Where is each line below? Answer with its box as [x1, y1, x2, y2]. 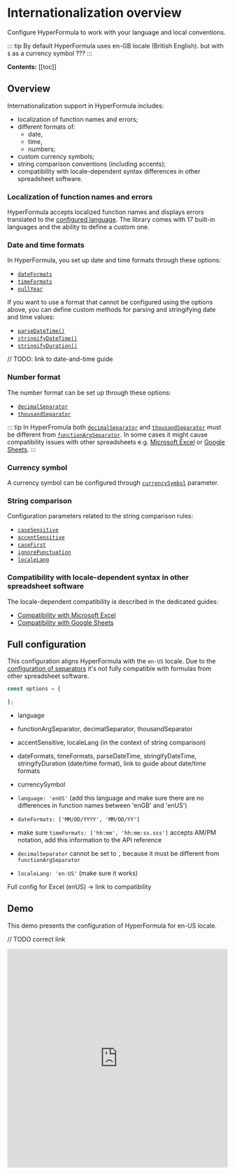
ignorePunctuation [17, 549, 71, 556]
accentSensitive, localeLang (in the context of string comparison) [17, 738, 206, 747]
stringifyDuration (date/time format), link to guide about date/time [17, 759, 206, 768]
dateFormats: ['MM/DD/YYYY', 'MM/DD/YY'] [17, 816, 140, 823]
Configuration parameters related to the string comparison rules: [7, 512, 194, 521]
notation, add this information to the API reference [17, 835, 162, 844]
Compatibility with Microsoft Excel [17, 611, 117, 619]
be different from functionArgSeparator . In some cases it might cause [7, 430, 208, 439]
